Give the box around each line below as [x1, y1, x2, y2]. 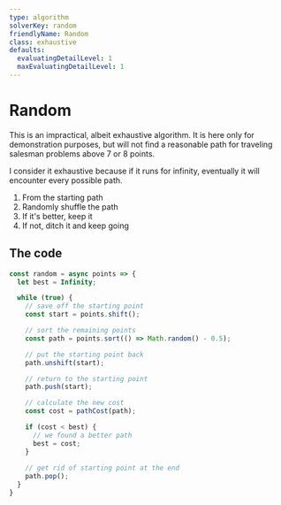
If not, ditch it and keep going [21, 220, 130, 231]
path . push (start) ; [25, 382, 93, 392]
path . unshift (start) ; [25, 358, 104, 367]
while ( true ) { [17, 294, 73, 302]
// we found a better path [32, 431, 133, 440]
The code [9, 246, 63, 261]
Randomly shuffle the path [21, 201, 119, 212]
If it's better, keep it [21, 210, 93, 221]
